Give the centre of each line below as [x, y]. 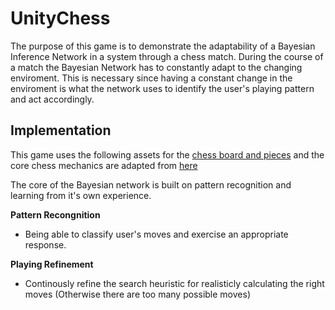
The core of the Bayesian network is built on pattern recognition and [151, 184]
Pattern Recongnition [55, 214]
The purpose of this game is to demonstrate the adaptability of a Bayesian [163, 46]
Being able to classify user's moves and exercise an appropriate [156, 234]
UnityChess [60, 18]
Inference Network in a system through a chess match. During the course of [167, 56]
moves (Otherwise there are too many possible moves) [137, 294]
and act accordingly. [52, 99]
